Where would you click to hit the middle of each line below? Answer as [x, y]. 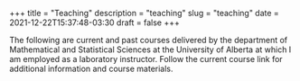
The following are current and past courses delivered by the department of [149, 40]
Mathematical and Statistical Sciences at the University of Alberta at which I [150, 49]
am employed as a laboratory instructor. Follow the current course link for [146, 59]
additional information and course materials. [91, 68]
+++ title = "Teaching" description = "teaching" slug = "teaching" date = [145, 13]
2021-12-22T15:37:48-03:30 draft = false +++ [95, 22]
